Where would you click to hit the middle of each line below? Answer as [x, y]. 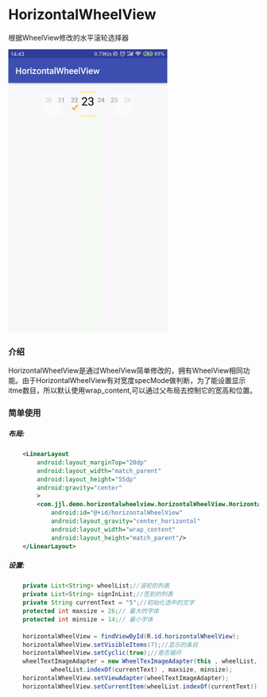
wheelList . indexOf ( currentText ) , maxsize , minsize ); [141, 670]
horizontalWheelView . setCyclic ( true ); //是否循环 [102, 653]
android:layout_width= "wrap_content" [113, 529]
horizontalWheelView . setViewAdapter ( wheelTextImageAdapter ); [126, 678]
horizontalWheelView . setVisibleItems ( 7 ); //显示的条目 [110, 645]
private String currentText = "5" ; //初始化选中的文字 [108, 603]
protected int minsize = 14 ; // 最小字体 [88, 619]
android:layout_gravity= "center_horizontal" [126, 521]
